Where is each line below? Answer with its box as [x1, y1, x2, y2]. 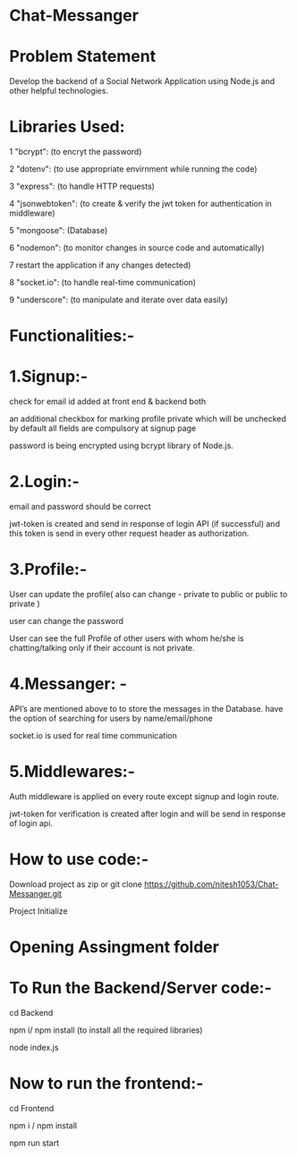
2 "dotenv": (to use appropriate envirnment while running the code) [9, 164, 258, 174]
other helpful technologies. [9, 86, 109, 97]
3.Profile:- [9, 560, 88, 579]
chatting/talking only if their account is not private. [9, 643, 195, 654]
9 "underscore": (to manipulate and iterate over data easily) [9, 294, 228, 305]
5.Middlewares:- [9, 762, 136, 782]
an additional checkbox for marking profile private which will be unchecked [9, 413, 286, 425]
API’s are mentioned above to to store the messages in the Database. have [9, 704, 284, 714]
